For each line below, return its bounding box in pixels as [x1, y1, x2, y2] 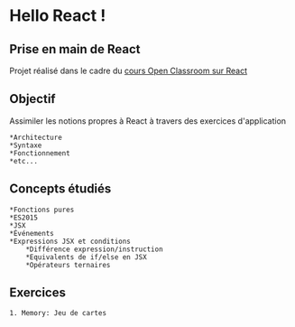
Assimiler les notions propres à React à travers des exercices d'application [9, 115, 287, 126]
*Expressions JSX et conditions [9, 237, 131, 246]
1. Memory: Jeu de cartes [9, 309, 106, 318]
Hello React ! [9, 5, 106, 26]
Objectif [9, 91, 56, 107]
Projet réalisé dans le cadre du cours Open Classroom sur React [9, 65, 248, 76]
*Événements [9, 229, 54, 238]
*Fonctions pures [9, 205, 75, 214]
